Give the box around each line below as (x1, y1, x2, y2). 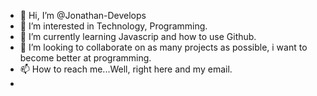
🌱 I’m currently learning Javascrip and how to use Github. (19, 31, 257, 42)
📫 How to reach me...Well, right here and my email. (19, 63, 233, 75)
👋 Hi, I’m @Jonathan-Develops (19, 10, 147, 21)
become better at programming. (19, 52, 152, 64)
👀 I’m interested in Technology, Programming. (19, 20, 208, 32)
